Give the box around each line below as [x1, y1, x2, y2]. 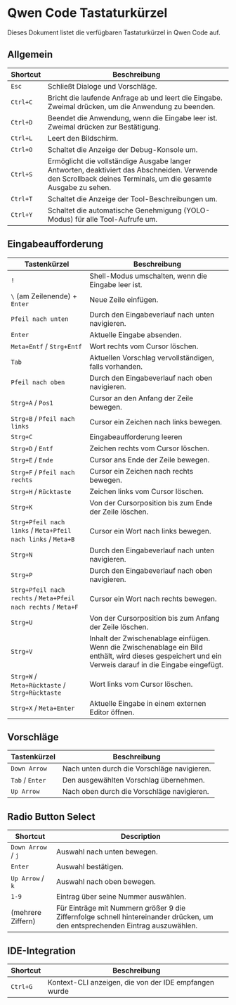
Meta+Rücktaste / [11, 680, 66, 690]
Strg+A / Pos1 [11, 398, 54, 407]
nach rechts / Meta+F [11, 602, 79, 612]
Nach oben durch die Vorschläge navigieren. [62, 787, 209, 797]
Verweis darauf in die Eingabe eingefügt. [89, 659, 223, 669]
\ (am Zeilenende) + [11, 291, 77, 301]
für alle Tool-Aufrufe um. [74, 214, 158, 224]
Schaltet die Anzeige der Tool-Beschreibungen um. [48, 194, 218, 203]
